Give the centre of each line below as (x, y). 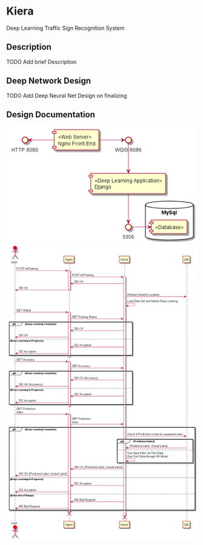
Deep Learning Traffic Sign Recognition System (65, 28)
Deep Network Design (48, 81)
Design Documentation (51, 115)
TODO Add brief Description (42, 61)
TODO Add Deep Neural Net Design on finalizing (67, 95)
